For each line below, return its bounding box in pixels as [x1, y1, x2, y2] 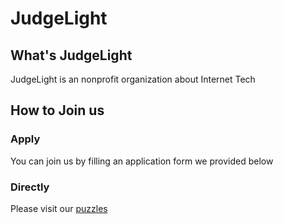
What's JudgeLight [10, 47, 133, 64]
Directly [10, 180, 50, 194]
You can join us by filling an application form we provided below [10, 155, 274, 167]
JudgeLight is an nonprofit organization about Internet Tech [10, 73, 256, 85]
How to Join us [10, 102, 105, 119]
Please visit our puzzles [10, 202, 108, 214]
